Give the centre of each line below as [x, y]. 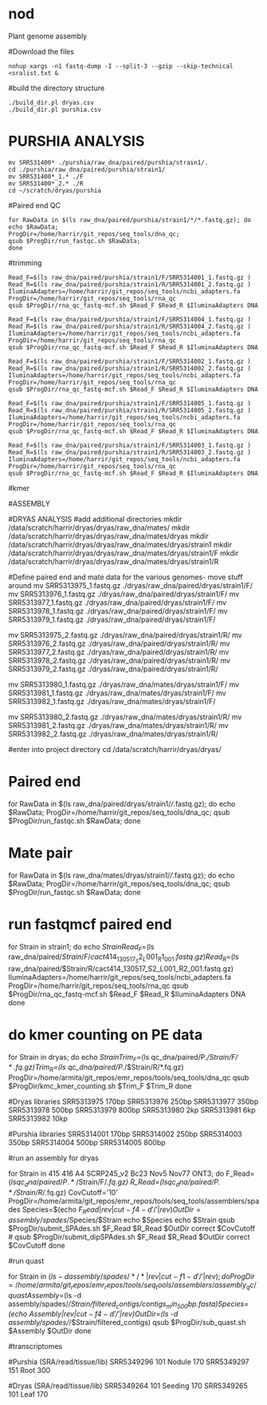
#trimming [25, 263]
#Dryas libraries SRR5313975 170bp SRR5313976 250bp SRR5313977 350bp [133, 1102]
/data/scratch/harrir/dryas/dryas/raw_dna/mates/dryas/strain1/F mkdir [124, 553]
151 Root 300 [29, 1371]
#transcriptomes [35, 1347]
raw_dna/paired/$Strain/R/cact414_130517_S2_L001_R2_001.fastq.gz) [121, 969]
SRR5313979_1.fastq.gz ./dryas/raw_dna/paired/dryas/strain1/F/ [112, 619]
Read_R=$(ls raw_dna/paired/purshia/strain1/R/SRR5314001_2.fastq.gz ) [130, 285]
